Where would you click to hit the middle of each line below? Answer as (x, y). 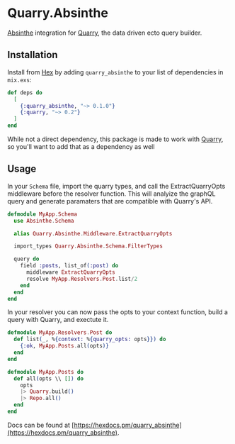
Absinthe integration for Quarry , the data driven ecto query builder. (105, 33)
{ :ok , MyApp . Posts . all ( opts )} (65, 346)
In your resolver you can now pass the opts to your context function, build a (118, 312)
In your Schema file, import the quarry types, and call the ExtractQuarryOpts (116, 186)
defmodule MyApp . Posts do (45, 372)
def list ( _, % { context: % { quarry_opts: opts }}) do (90, 339)
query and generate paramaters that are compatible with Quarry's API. (110, 201)
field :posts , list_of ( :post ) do (69, 266)
